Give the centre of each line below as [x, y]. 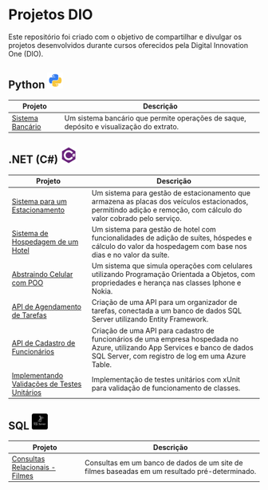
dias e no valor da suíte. [130, 255]
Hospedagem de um [45, 242]
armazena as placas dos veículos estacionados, [170, 201]
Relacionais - [33, 467]
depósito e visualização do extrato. [122, 126]
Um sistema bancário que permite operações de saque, [155, 118]
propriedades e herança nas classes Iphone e [166, 283]
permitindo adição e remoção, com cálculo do [167, 210]
